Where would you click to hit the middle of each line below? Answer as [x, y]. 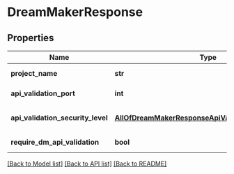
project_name [34, 73]
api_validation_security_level [59, 118]
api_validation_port [43, 93]
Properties [31, 38]
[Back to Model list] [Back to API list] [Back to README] [87, 164]
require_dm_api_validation [55, 142]
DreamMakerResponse [75, 12]
